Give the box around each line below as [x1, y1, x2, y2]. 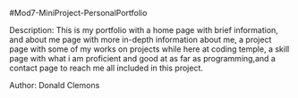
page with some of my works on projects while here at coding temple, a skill [9, 44, 290, 54]
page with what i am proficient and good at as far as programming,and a [9, 53, 276, 63]
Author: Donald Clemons [9, 80, 100, 90]
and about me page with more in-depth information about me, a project [9, 35, 272, 45]
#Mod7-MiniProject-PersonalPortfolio [9, 8, 148, 18]
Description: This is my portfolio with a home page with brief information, [9, 25, 279, 35]
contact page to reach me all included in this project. [9, 62, 203, 73]
